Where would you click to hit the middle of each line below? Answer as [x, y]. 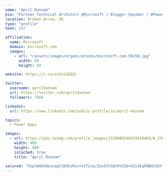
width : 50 [28, 60]
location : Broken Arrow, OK [34, 19]
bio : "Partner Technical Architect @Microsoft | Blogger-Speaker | [77, 14]
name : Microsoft [26, 42]
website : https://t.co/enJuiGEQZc [41, 74]
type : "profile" [22, 24]
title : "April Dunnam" [38, 157]
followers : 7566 [26, 97]
